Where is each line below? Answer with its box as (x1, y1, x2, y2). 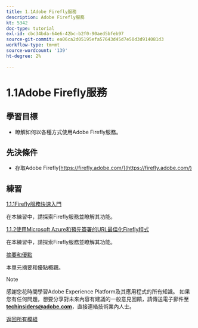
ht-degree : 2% (6, 53, 42, 59)
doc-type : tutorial (6, 25, 55, 32)
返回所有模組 (6, 315, 38, 323)
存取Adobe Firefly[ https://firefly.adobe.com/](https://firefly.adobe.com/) (14, 165, 192, 172)
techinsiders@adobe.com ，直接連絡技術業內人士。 (6, 303, 135, 310)
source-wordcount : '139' (6, 48, 68, 54)
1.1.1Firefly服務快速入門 (6, 200, 62, 208)
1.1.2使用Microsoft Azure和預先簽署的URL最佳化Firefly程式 (6, 226, 149, 233)
